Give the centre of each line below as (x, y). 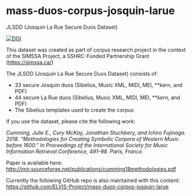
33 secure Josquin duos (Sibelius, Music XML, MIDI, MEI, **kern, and (99, 85)
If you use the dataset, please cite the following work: (71, 121)
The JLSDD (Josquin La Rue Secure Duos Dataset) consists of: (82, 73)
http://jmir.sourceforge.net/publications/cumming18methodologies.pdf (91, 169)
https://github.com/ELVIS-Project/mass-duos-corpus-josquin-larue (87, 187)
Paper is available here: (34, 163)
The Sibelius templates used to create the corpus (74, 110)
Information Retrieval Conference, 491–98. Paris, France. (75, 151)
